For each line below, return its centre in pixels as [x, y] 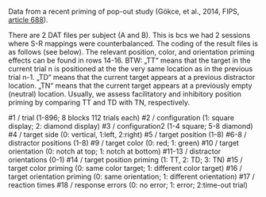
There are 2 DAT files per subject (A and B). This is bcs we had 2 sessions [129, 35]
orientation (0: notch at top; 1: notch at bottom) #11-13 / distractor [115, 151]
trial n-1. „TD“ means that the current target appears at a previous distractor [132, 77]
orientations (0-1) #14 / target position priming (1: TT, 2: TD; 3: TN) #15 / [125, 160]
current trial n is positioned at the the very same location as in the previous [131, 69]
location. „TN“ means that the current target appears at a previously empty [130, 85]
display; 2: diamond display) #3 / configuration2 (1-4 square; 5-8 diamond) [131, 126]
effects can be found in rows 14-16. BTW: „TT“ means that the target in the [130, 60]
